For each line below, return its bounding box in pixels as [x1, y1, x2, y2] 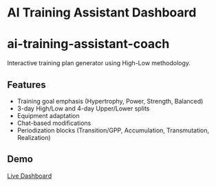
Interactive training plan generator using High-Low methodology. [7, 59, 191, 67]
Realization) [17, 133, 51, 141]
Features [7, 79, 46, 91]
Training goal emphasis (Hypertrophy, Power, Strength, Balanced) [17, 97, 204, 105]
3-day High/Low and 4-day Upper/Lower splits [17, 104, 150, 113]
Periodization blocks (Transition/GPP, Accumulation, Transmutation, [17, 126, 210, 135]
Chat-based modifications [17, 119, 91, 127]
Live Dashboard [7, 172, 52, 180]
